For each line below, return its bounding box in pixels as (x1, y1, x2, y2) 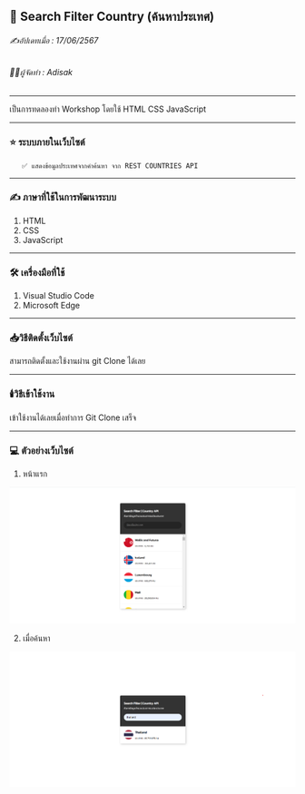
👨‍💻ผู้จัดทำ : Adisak (9, 66, 74, 77)
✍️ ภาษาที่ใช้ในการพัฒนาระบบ (9, 191, 116, 204)
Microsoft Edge (22, 300, 81, 311)
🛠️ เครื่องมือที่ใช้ (9, 266, 65, 279)
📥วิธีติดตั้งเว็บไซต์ (9, 332, 74, 345)
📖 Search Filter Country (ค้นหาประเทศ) (9, 9, 215, 25)
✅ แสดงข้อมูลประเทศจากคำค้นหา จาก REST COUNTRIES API (21, 161, 199, 171)
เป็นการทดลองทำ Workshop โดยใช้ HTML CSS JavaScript (9, 103, 207, 114)
